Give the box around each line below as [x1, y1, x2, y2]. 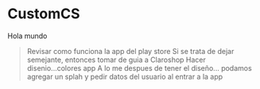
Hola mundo [7, 31, 48, 41]
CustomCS [7, 5, 80, 23]
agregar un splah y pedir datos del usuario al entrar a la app [26, 72, 223, 81]
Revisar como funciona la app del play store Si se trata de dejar [26, 46, 235, 56]
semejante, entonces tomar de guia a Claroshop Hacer [26, 55, 206, 64]
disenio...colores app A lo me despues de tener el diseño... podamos [26, 63, 252, 72]
